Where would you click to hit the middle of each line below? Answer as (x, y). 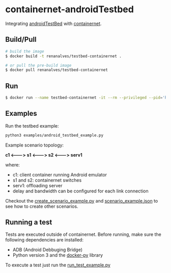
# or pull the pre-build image (38, 65)
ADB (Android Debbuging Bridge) (48, 250)
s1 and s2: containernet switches (47, 180)
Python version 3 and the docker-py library (58, 255)
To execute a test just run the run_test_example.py (58, 265)
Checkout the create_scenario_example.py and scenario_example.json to (82, 201)
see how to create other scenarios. (42, 206)
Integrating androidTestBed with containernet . (53, 23)
